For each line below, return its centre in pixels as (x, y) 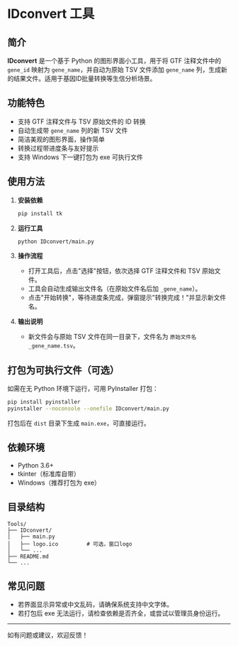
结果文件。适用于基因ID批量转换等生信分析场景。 (85, 79)
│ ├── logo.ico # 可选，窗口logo (70, 544)
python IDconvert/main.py (56, 242)
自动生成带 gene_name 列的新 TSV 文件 (73, 130)
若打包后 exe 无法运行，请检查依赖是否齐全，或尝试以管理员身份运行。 (121, 613)
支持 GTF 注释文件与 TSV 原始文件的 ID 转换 (82, 122)
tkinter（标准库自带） (49, 473)
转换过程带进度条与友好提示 (58, 148)
